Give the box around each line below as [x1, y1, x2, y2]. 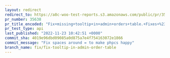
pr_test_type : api [5, 26, 44, 31]
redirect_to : [5, 12, 32, 17]
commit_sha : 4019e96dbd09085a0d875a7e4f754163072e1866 [5, 36, 123, 41]
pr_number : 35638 [5, 17, 42, 22]
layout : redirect [5, 7, 42, 13]
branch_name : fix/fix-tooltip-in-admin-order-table [5, 45, 116, 50]
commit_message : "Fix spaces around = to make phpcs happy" [5, 40, 135, 45]
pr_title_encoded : [5, 21, 44, 27]
